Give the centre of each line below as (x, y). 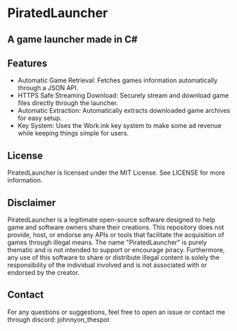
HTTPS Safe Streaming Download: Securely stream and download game (123, 96)
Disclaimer (32, 203)
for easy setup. (40, 118)
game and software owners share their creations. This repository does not (116, 227)
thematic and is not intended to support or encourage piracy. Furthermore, (116, 250)
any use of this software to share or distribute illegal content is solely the (114, 258)
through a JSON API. (48, 88)
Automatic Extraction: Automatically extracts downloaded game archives (124, 111)
